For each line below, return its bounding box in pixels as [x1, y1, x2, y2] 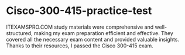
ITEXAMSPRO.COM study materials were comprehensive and [6, 23, 154, 30]
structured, [6, 29, 33, 36]
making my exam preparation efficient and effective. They [34, 29, 174, 36]
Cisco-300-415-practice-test [6, 4, 152, 18]
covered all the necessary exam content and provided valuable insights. [6, 36, 180, 43]
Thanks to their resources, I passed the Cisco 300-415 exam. [6, 42, 153, 49]
